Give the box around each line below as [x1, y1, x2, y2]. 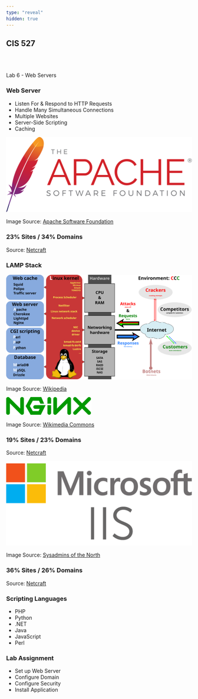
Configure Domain [14, 674, 60, 681]
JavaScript [14, 633, 41, 640]
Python [14, 614, 32, 621]
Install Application [14, 686, 58, 694]
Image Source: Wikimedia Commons [6, 421, 95, 428]
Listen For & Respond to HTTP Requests [14, 100, 113, 107]
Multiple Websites [14, 112, 58, 119]
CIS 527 [6, 38, 35, 48]
